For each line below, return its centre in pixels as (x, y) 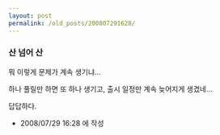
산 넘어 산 (25, 53)
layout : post (30, 16)
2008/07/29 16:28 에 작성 (62, 123)
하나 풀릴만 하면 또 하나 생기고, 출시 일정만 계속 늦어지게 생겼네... (110, 88)
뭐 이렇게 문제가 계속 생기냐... (55, 72)
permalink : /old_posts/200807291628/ (72, 23)
